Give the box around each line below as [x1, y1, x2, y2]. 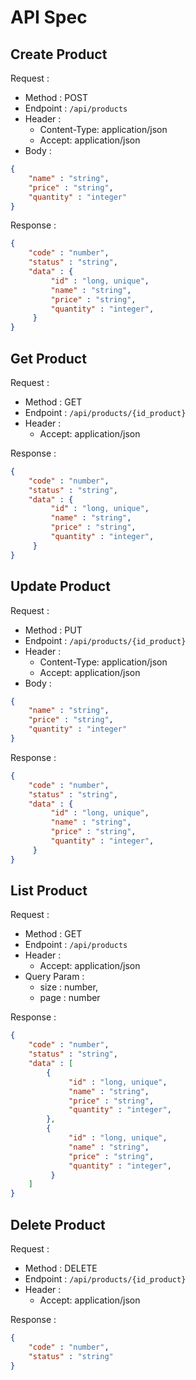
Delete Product [10, 1216, 106, 1233]
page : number [39, 992, 101, 1004]
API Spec [10, 6, 88, 29]
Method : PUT [24, 624, 83, 636]
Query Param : [24, 971, 85, 983]
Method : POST [24, 92, 88, 103]
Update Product [10, 578, 111, 595]
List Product [10, 882, 88, 900]
